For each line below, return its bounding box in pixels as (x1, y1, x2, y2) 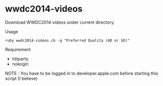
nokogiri (12, 61, 29, 67)
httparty (12, 56, 29, 61)
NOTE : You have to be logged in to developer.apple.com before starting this (5, 70, 159, 76)
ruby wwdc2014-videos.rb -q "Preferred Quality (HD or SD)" (5, 38, 130, 43)
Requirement (5, 46, 31, 52)
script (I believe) (5, 75, 38, 81)
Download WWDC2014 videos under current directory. (5, 19, 115, 25)
